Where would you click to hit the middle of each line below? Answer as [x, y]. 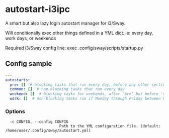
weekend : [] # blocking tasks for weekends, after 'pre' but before [84, 94]
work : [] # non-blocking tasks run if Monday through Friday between [85, 99]
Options [15, 111]
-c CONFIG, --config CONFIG [39, 122]
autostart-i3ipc [38, 9]
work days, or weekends [31, 38]
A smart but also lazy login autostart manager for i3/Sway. [65, 23]
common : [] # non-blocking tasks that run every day [67, 89]
